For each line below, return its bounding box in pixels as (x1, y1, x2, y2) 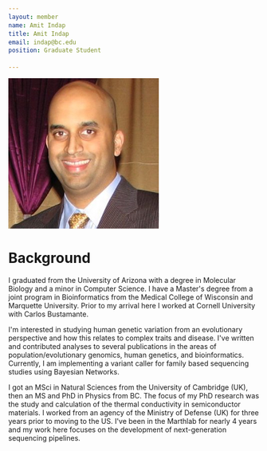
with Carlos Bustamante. (8, 309, 89, 319)
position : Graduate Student (8, 46, 102, 55)
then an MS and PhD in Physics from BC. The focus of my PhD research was (8, 390, 260, 400)
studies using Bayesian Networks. (8, 367, 120, 376)
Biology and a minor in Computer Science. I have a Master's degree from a (8, 284, 253, 293)
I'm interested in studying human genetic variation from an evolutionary (8, 324, 243, 334)
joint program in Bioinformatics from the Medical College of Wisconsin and (8, 292, 253, 302)
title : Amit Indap (8, 29, 69, 37)
